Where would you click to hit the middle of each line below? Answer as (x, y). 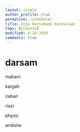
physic (12, 115)
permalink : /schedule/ (29, 19)
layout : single (21, 10)
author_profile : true (28, 15)
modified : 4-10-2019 (27, 33)
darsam (21, 63)
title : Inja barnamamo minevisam (40, 24)
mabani (13, 76)
